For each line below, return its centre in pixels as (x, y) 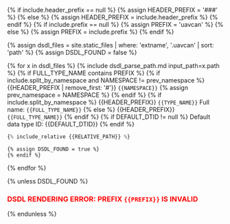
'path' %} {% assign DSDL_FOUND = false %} (72, 52)
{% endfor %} (27, 168)
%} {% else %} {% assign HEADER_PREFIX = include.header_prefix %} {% (113, 17)
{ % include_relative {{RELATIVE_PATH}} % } (69, 137)
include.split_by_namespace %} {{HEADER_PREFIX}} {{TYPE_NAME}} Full (108, 102)
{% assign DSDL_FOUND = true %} (53, 149)
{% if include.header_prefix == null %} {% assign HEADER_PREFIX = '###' (113, 10)
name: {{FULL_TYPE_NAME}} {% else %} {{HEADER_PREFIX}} (91, 110)
